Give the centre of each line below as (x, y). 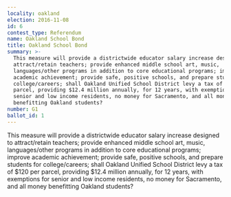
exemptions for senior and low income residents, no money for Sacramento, (114, 178)
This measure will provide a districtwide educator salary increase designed (113, 135)
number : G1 (23, 109)
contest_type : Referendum (44, 33)
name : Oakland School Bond (46, 39)
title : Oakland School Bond (47, 45)
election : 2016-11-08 (38, 20)
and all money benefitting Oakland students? (70, 186)
